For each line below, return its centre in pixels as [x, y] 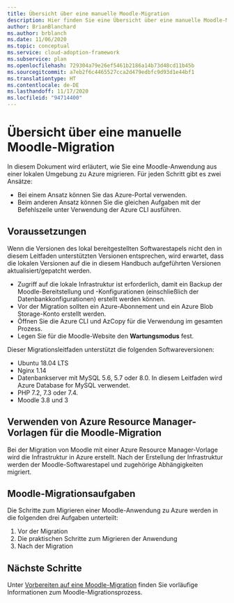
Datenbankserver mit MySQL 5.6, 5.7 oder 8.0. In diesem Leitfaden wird [120, 378]
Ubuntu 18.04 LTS [43, 362]
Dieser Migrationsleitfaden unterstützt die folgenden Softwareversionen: [111, 349]
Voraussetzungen [47, 232]
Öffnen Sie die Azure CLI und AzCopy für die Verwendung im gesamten [120, 321]
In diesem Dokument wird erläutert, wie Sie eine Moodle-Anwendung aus [112, 166]
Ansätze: [20, 181]
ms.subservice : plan [37, 59]
